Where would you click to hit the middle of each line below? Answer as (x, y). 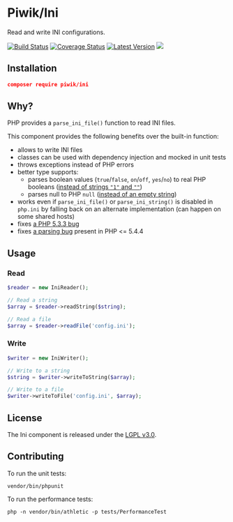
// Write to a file (36, 390)
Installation (32, 69)
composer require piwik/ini (48, 84)
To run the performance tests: (50, 499)
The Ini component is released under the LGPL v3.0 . (82, 434)
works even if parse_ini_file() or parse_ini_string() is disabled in (115, 202)
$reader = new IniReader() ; (48, 288)
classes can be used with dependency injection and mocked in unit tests (122, 158)
